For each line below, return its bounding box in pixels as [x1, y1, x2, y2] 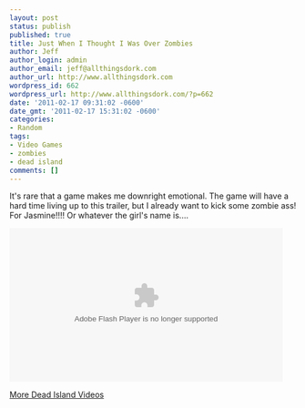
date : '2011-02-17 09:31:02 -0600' [9, 97, 145, 107]
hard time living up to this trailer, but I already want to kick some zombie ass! [9, 200, 297, 211]
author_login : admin [9, 56, 88, 65]
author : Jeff [9, 47, 59, 56]
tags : [9, 132, 30, 141]
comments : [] [9, 166, 59, 175]
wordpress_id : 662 [9, 81, 79, 90]
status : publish [9, 22, 71, 31]
